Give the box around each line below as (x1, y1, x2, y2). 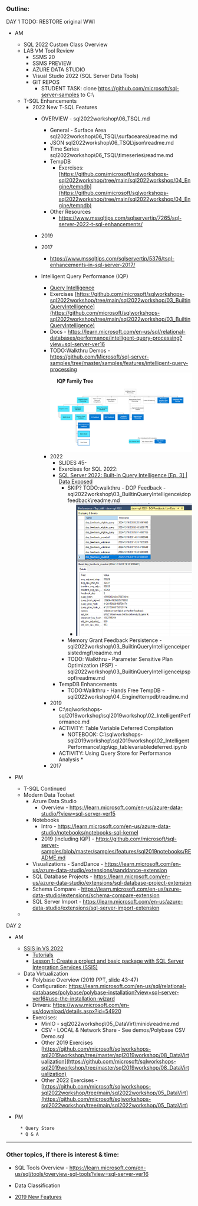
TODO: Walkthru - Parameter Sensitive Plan (67, 656, 173, 663)
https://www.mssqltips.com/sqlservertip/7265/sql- (58, 214, 182, 221)
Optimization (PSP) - (67, 662, 118, 669)
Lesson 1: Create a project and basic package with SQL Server (32, 957, 184, 964)
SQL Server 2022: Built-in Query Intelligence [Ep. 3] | (58, 472, 187, 479)
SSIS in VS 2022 (23, 945, 64, 952)
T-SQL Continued (23, 785, 66, 793)
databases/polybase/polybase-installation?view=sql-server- (32, 989, 179, 996)
